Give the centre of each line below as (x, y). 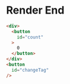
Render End (35, 10)
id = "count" (30, 37)
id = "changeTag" (30, 70)
